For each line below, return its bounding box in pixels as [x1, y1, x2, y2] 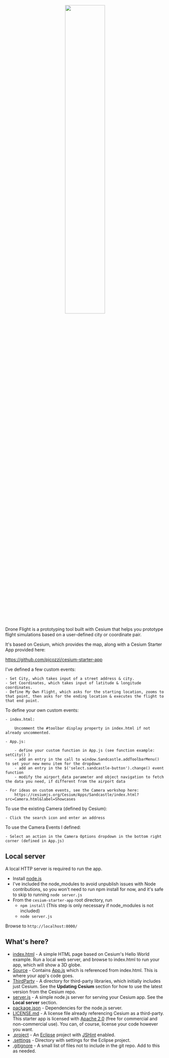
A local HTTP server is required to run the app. [5, 866, 103, 872]
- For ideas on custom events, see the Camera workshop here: [5, 788, 139, 793]
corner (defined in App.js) [5, 838, 65, 843]
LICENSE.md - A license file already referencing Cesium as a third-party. [12, 1010, 164, 1016]
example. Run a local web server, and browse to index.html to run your [12, 956, 160, 962]
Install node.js [12, 875, 42, 881]
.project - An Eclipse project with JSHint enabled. [12, 1032, 115, 1038]
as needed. [12, 1048, 36, 1054]
